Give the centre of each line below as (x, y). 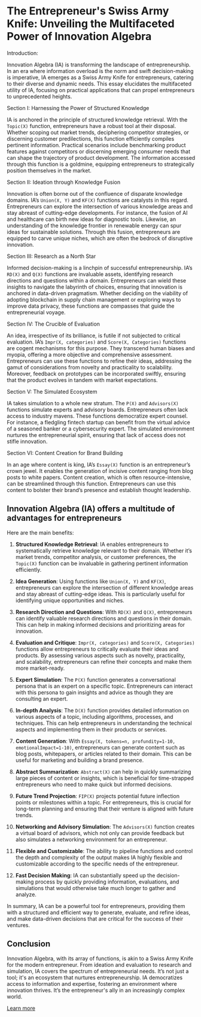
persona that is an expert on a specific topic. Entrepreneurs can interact (104, 686)
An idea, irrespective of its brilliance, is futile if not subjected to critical (94, 335)
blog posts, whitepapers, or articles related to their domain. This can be (103, 754)
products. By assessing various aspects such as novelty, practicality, (100, 655)
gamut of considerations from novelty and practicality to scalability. (90, 367)
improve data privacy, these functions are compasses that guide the (91, 306)
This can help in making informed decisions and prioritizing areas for (100, 624)
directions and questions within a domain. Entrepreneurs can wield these (97, 280)
